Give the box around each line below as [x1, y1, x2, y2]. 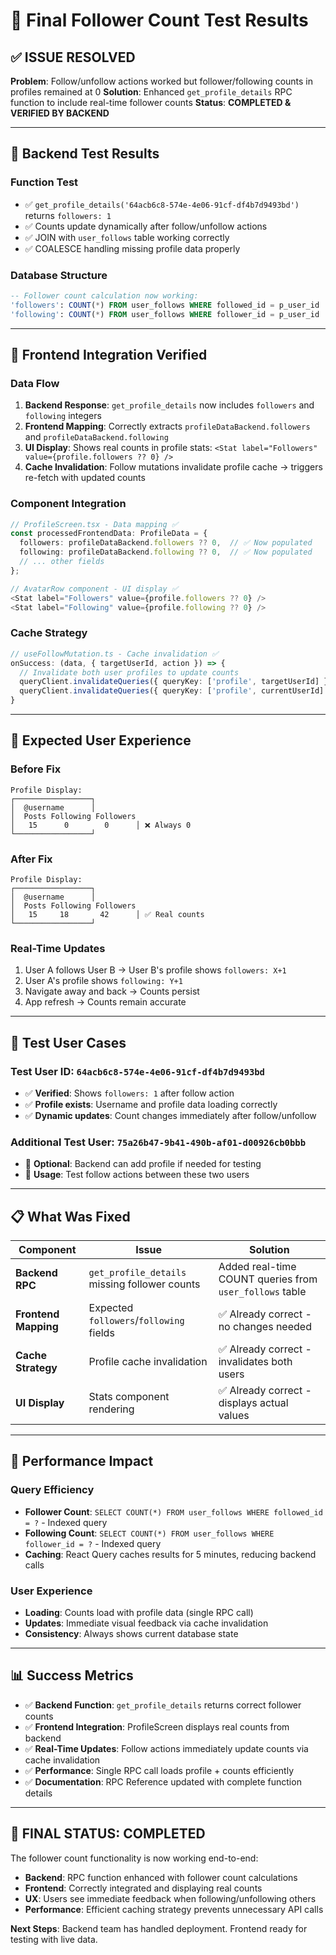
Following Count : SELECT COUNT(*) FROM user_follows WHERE [24, 1527, 275, 1539]
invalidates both [218, 1355, 293, 1369]
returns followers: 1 [24, 209, 112, 221]
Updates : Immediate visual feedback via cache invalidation [24, 1617, 269, 1629]
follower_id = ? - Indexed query [24, 1537, 162, 1549]
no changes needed [218, 1320, 312, 1334]
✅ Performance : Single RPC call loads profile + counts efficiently [24, 1764, 295, 1776]
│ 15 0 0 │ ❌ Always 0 [10, 820, 192, 830]
